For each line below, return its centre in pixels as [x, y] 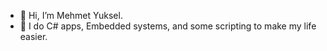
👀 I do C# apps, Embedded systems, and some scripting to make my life [168, 26]
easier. [33, 36]
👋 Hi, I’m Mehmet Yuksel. [71, 15]
